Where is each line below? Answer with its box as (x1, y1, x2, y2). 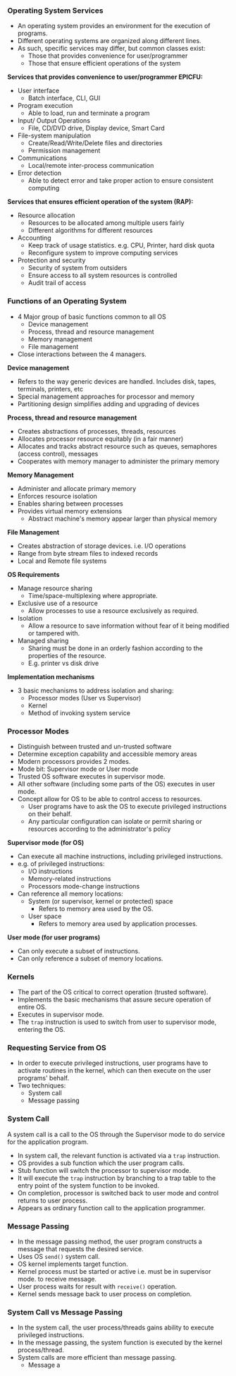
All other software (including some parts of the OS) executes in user (17, 779, 216, 788)
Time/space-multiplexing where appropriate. (27, 591, 159, 599)
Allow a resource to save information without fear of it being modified (27, 621, 230, 630)
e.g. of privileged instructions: (17, 859, 105, 867)
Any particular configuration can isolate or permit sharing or (27, 817, 202, 825)
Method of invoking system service (27, 708, 130, 717)
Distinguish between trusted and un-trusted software (17, 742, 172, 750)
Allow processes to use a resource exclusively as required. (27, 606, 199, 615)
